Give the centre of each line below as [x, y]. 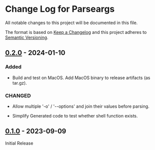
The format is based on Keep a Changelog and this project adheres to [76, 32]
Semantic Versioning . [27, 37]
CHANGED [18, 95]
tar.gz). [19, 83]
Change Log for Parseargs [60, 9]
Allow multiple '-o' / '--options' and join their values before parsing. [81, 106]
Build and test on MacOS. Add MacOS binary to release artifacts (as [81, 78]
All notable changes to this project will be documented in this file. [72, 23]
